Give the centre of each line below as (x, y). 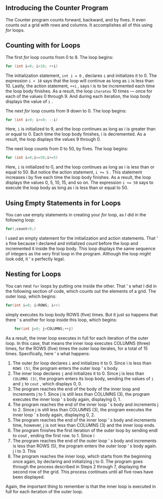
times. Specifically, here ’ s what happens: (48, 353)
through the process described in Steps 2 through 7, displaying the (79, 466)
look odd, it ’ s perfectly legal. (35, 259)
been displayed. (29, 477)
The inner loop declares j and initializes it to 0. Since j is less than (78, 373)
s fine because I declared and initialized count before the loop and (72, 243)
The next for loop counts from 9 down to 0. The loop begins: (66, 111)
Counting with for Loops (43, 46)
